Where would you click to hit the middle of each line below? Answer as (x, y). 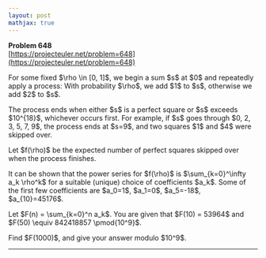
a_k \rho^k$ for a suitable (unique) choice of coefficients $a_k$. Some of (127, 181)
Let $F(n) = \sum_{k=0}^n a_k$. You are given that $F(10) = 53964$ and (126, 214)
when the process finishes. (52, 158)
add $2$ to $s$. (34, 94)
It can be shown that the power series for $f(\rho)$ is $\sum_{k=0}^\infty (127, 174)
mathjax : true (32, 23)
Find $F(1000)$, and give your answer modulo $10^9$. (97, 237)
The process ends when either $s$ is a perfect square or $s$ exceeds (123, 109)
